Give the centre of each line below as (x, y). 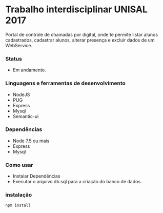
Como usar (19, 165)
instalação (19, 195)
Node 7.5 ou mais (31, 141)
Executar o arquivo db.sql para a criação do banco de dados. (77, 182)
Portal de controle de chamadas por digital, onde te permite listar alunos (81, 34)
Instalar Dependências (36, 176)
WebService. (19, 45)
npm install (18, 206)
